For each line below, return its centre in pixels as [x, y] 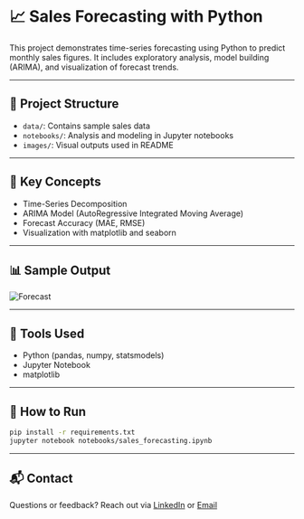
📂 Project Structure [64, 104]
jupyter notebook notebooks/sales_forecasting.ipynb [111, 440]
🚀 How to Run [48, 411]
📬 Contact [41, 479]
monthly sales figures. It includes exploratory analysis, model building [139, 57]
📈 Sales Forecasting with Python [137, 17]
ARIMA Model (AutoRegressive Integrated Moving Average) [133, 213]
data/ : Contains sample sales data [86, 126]
